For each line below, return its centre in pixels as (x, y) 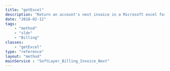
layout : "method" (24, 56)
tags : (11, 24)
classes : (14, 42)
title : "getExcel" (25, 10)
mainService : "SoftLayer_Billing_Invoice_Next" (57, 61)
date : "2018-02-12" (26, 19)
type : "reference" (25, 51)
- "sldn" (24, 33)
